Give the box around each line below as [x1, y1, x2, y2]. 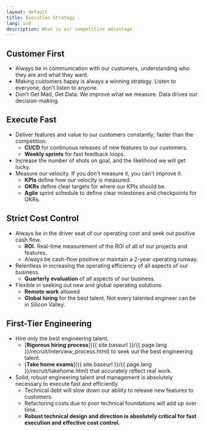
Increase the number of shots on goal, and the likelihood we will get [15, 157, 186, 164]
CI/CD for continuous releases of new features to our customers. [24, 144, 188, 151]
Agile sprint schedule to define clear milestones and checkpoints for [24, 189, 197, 196]
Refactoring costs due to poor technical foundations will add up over [24, 399, 197, 407]
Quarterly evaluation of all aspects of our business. [24, 275, 156, 282]
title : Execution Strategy [6, 15, 75, 21]
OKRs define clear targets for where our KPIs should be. [24, 182, 166, 190]
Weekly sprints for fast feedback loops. [24, 150, 125, 157]
